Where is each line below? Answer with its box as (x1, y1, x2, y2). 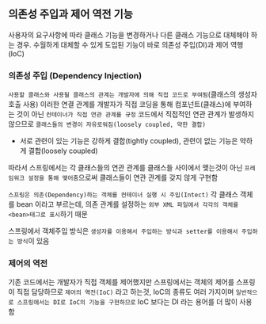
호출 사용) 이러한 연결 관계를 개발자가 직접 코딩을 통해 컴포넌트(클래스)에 (8, 100, 232, 109)
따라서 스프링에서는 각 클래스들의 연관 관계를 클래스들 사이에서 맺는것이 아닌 (8, 163, 243, 173)
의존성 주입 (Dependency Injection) (8, 70, 142, 81)
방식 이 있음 (17, 236, 50, 246)
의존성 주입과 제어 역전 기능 (8, 7, 133, 21)
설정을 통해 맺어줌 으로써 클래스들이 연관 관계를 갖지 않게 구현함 (27, 173, 218, 182)
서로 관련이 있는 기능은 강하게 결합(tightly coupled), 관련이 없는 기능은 (19, 136, 238, 146)
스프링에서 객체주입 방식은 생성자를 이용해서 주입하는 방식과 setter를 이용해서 (8, 227, 238, 236)
